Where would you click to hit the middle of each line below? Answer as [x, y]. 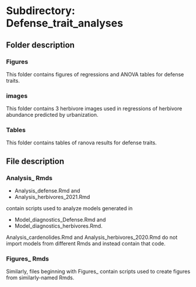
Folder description [40, 45]
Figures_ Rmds [28, 259]
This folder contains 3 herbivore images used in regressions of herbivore [94, 109]
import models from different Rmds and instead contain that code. [86, 244]
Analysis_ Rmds [29, 178]
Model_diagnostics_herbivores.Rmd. [58, 226]
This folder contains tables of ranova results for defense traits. [82, 143]
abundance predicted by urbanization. [52, 115]
